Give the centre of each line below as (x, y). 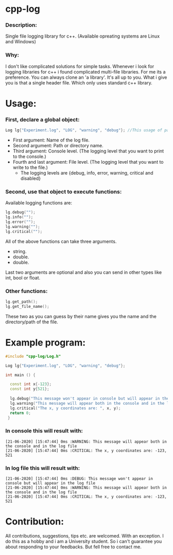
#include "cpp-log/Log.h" (33, 356)
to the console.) (29, 157)
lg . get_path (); (22, 302)
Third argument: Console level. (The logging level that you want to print (88, 151)
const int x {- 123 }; (31, 384)
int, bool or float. (23, 277)
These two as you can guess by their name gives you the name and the (81, 316)
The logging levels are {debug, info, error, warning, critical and (87, 173)
